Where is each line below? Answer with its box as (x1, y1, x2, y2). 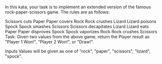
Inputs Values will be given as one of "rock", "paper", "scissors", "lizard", (5, 48, 151, 54)
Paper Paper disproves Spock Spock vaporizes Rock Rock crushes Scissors (5, 29, 157, 34)
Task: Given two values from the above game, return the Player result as (5, 34, 150, 39)
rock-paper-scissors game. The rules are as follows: (5, 9, 110, 15)
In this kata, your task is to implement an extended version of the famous (5, 4, 151, 10)
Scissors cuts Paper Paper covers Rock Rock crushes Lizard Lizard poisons (5, 19, 157, 24)
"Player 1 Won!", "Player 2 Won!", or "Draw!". (5, 39, 94, 45)
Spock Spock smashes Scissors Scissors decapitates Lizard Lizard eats (5, 24, 149, 29)
